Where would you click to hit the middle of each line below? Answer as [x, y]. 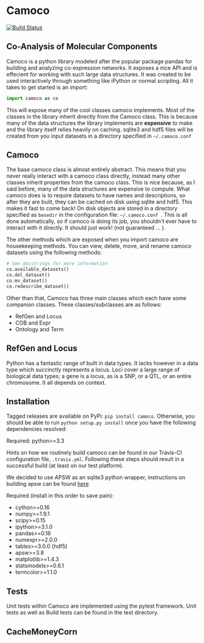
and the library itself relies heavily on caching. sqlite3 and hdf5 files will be [100, 129]
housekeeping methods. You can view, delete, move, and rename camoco [99, 246]
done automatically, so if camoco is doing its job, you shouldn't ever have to [101, 221]
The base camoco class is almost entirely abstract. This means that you [96, 170]
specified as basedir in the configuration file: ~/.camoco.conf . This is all [97, 215]
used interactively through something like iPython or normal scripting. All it [100, 80]
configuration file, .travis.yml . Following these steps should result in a [95, 459]
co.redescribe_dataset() [38, 286]
